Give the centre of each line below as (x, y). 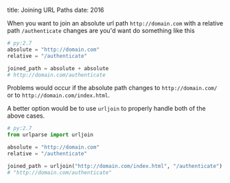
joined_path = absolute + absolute (58, 68)
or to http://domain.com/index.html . (58, 95)
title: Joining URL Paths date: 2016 (56, 10)
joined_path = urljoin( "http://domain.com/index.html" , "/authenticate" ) (115, 166)
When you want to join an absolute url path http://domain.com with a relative (115, 23)
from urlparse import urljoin (50, 135)
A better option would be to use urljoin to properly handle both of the (106, 109)
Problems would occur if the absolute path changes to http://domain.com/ (112, 88)
